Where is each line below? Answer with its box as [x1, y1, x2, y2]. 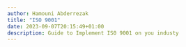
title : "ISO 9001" [7, 17, 61, 23]
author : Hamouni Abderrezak [7, 10, 89, 17]
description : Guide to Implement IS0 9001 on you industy [7, 29, 179, 37]
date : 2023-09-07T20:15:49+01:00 [7, 23, 104, 30]
